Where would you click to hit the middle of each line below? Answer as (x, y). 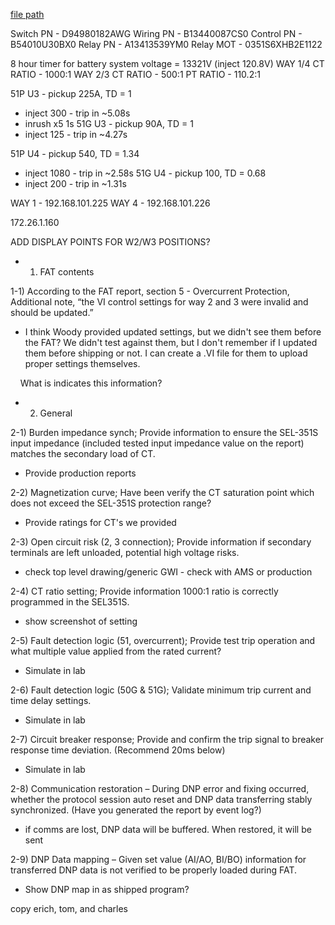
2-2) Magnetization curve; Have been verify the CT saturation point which (162, 492)
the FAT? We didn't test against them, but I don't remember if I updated (171, 342)
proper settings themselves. (82, 363)
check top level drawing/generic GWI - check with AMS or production (168, 572)
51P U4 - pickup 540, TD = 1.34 (75, 153)
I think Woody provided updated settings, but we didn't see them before (173, 332)
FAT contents (67, 272)
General (56, 413)
